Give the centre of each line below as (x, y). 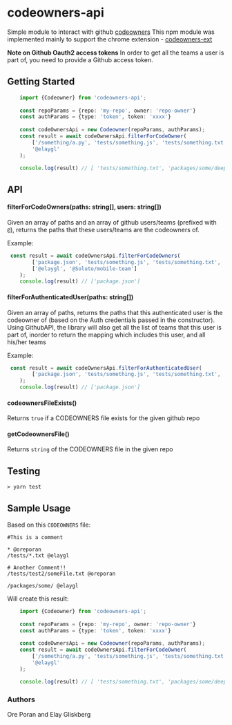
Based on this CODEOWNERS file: (49, 525)
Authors (21, 699)
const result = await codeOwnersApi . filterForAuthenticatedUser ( (106, 368)
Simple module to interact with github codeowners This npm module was (111, 32)
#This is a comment (35, 538)
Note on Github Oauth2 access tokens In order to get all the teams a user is (116, 53)
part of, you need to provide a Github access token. (80, 59)
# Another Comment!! (37, 568)
